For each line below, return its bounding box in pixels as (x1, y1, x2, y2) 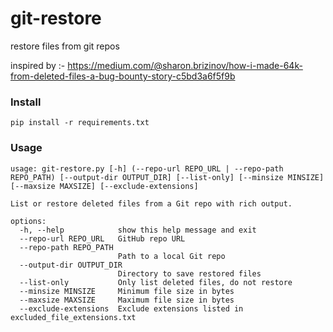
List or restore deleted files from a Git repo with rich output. (10, 198, 293, 209)
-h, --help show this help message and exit (19, 225, 257, 235)
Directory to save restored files (117, 268, 262, 279)
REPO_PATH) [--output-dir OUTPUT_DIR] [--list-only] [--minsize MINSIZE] (10, 172, 325, 182)
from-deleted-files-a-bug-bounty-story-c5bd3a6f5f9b (10, 70, 236, 82)
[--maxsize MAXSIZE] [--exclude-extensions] (10, 181, 199, 191)
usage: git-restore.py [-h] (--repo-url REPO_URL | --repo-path (10, 163, 284, 174)
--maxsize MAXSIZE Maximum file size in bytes (19, 295, 235, 305)
